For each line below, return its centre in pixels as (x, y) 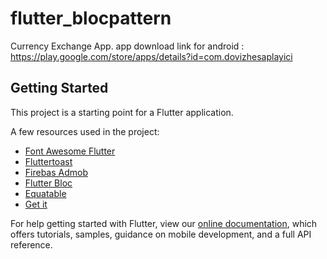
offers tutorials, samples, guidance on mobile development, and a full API (161, 234)
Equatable (45, 193)
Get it (36, 204)
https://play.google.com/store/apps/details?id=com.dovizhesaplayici (151, 56)
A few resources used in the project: (85, 131)
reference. (31, 244)
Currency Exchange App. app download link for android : (127, 46)
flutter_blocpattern (91, 18)
